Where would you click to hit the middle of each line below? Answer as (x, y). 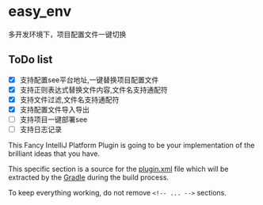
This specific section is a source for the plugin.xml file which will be (118, 169)
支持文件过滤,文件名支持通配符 (69, 99)
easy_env (40, 11)
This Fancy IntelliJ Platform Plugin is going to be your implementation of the (131, 146)
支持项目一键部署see (53, 120)
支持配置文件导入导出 (54, 109)
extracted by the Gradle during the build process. (88, 177)
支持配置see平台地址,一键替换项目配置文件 (89, 80)
